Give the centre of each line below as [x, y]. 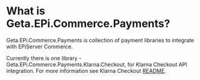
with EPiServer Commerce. [40, 47]
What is [26, 11]
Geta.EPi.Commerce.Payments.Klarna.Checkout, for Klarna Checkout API [97, 64]
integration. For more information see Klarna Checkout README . [86, 70]
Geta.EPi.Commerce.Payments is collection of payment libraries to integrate [100, 40]
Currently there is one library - [44, 58]
